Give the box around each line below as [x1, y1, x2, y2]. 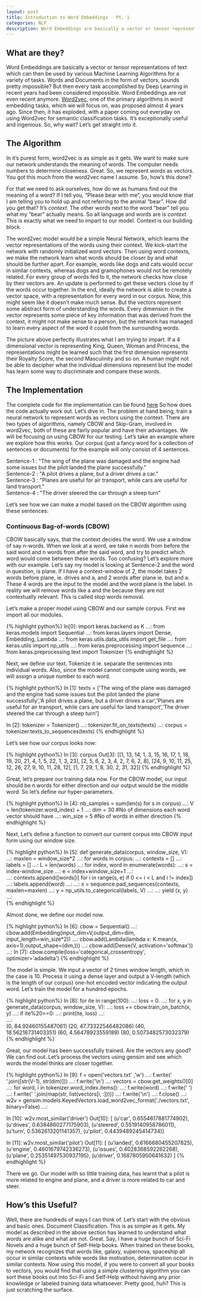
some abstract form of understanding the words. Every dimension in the [6, 305, 184, 312]
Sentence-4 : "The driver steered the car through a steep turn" [6, 489, 162, 496]
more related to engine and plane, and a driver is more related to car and [6, 1176, 185, 1183]
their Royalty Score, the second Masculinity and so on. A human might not [6, 355, 189, 362]
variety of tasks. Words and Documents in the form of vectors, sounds [6, 76, 179, 84]
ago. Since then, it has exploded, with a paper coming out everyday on [6, 109, 181, 116]
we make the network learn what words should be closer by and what [6, 254, 178, 261]
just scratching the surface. [6, 1286, 74, 1293]
